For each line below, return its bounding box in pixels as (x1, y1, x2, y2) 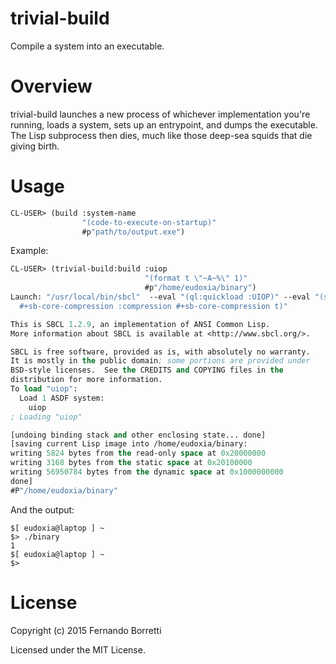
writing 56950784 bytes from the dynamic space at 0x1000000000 (10, 467, 284, 477)
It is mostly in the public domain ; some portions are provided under (10, 356, 311, 366)
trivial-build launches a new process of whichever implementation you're (10, 108, 311, 120)
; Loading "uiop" (10, 412, 83, 422)
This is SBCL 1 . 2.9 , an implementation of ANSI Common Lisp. (10, 319, 271, 329)
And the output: (10, 503, 75, 516)
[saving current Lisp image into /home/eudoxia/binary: (10, 439, 248, 449)
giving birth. (10, 140, 60, 152)
